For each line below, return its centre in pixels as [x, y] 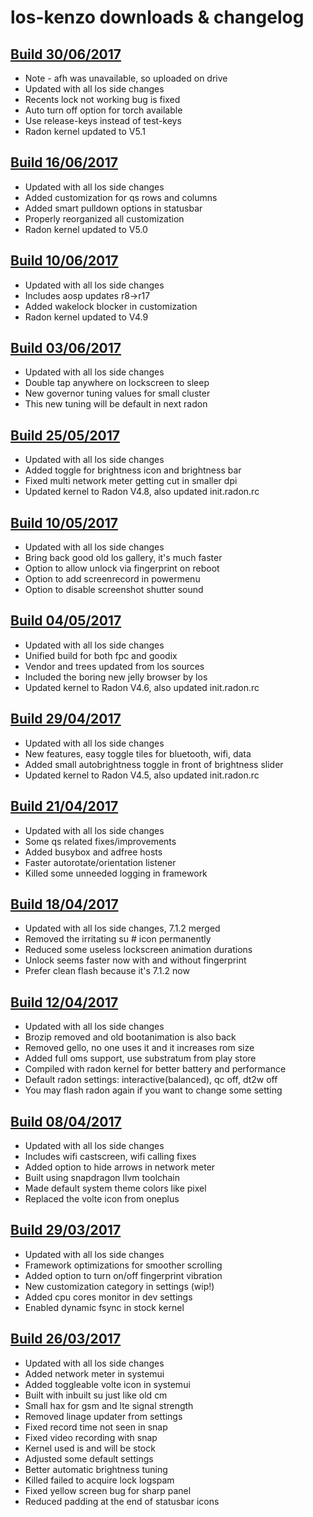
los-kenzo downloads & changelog [157, 17]
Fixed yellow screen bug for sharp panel [108, 1490]
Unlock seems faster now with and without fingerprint [135, 960]
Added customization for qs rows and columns [121, 197]
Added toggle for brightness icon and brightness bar [133, 470]
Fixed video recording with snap [91, 1437]
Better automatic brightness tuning [96, 1469]
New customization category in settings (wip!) [119, 1286]
